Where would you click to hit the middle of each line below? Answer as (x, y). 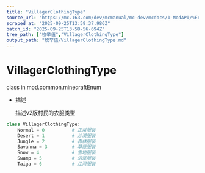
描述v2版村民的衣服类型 (45, 113)
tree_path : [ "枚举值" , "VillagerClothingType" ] (65, 35)
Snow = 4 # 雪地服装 (56, 153)
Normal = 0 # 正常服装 (56, 130)
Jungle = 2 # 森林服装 (56, 141)
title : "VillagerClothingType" (46, 12)
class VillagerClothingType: (43, 124)
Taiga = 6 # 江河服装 (56, 164)
